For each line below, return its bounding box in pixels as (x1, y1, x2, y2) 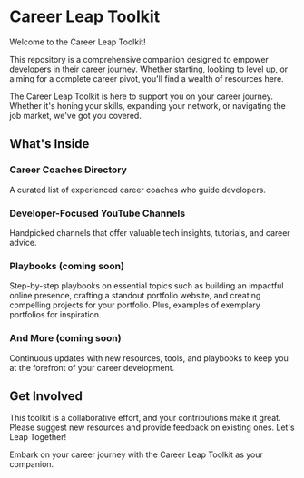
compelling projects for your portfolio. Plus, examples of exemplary (9, 299, 260, 310)
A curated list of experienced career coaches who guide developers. (9, 184, 266, 195)
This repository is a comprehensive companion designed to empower (9, 54, 270, 64)
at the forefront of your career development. (9, 362, 175, 373)
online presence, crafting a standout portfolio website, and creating (9, 290, 261, 301)
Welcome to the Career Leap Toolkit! (9, 36, 147, 47)
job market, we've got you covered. (9, 110, 142, 121)
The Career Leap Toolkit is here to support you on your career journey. (9, 91, 274, 102)
